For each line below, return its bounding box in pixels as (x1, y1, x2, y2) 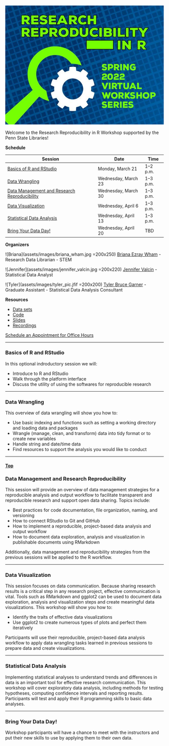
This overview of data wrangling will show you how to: (5, 410, 118, 416)
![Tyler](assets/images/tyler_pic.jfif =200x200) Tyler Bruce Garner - (5, 281, 147, 287)
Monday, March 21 (98, 166, 137, 172)
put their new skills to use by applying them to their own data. (5, 734, 133, 740)
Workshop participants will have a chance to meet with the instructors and (5, 729, 159, 735)
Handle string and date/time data (12, 441, 81, 447)
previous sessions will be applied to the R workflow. (5, 554, 112, 560)
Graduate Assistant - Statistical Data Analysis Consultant (5, 286, 123, 292)
